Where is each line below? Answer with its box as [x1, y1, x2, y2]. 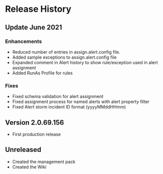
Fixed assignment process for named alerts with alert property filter [12, 99, 150, 104]
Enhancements [5, 38, 42, 45]
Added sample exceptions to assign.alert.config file [12, 54, 117, 60]
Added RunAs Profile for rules [12, 70, 73, 76]
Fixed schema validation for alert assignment [12, 94, 103, 100]
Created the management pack [12, 159, 75, 165]
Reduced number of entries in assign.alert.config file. [12, 49, 121, 55]
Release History [5, 3, 71, 15]
